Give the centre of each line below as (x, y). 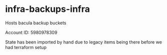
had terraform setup (26, 47)
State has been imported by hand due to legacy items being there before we (84, 42)
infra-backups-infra (47, 9)
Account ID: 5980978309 (31, 32)
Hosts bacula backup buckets (36, 23)
